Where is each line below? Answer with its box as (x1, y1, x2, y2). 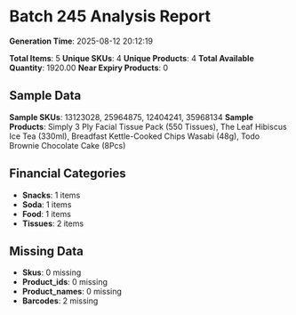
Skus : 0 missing (21, 267, 82, 278)
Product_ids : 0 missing (21, 277, 108, 287)
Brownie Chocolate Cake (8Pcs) (9, 140, 126, 150)
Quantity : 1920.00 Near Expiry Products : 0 (9, 62, 169, 73)
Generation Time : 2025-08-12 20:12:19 (9, 36, 154, 46)
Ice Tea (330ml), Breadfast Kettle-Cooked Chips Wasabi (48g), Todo (9, 131, 260, 141)
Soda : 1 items (21, 198, 72, 210)
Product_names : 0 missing (21, 287, 123, 297)
